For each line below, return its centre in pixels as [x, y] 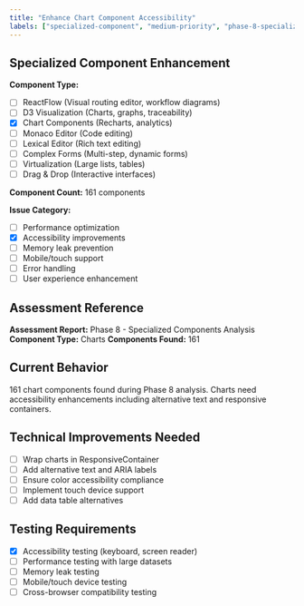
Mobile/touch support [63, 258]
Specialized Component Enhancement [120, 63]
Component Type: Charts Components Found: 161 [105, 339]
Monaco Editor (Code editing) [78, 133]
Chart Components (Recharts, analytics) [97, 122]
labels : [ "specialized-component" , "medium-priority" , [115, 26]
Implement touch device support [83, 490]
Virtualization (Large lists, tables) [84, 163]
